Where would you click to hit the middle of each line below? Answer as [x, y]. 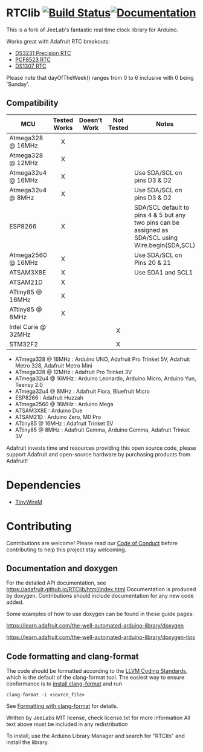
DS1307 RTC [31, 66]
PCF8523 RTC [33, 59]
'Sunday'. [18, 84]
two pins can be [157, 222]
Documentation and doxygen [62, 569]
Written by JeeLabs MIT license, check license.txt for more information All [98, 718]
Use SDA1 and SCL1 [163, 272]
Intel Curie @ [28, 326]
